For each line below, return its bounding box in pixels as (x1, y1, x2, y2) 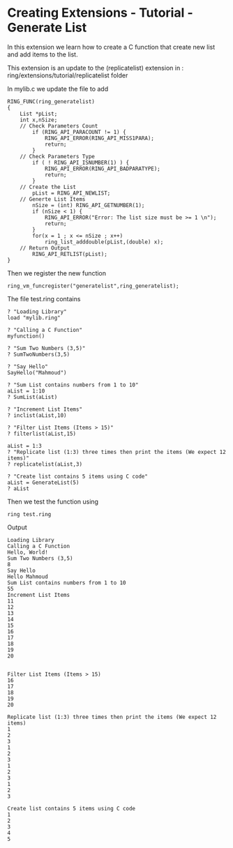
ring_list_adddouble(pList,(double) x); (44, 238, 164, 245)
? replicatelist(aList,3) (7, 460, 82, 468)
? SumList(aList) (7, 393, 58, 400)
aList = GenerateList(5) (7, 479, 80, 486)
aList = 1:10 (7, 387, 45, 395)
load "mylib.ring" (7, 314, 61, 321)
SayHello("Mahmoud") (7, 369, 68, 376)
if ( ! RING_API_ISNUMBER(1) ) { (32, 159, 130, 166)
